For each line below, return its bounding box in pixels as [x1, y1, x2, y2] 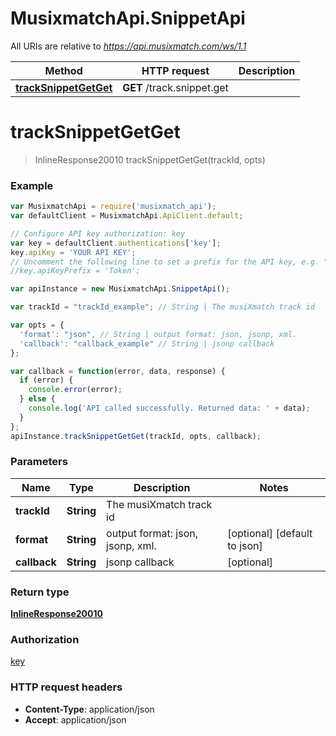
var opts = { [10, 320, 65, 331]
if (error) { [19, 375, 74, 386]
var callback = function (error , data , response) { [10, 366, 226, 376]
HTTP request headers [10, 680, 123, 694]
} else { [19, 394, 56, 404]
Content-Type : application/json [24, 703, 155, 715]
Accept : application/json [24, 713, 127, 726]
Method [44, 63, 83, 77]
